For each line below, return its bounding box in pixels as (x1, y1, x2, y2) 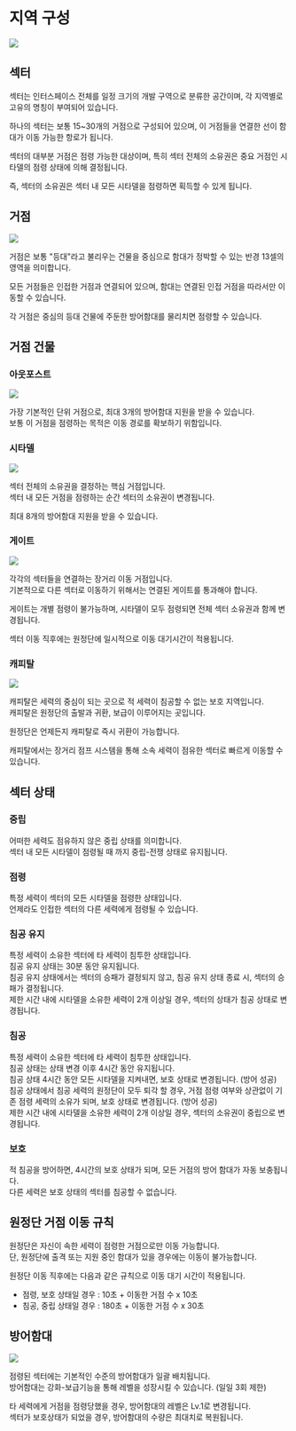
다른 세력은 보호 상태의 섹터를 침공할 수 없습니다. (9, 1187, 177, 1198)
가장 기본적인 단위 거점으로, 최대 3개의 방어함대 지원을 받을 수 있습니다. (9, 407, 255, 417)
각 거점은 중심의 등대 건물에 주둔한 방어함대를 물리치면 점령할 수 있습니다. (9, 311, 262, 321)
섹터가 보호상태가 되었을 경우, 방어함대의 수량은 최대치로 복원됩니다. (9, 1411, 244, 1422)
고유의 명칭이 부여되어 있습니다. (9, 101, 119, 112)
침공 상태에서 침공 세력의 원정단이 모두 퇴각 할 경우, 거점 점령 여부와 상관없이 (9, 1085, 274, 1095)
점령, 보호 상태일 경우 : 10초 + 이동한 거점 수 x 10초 (21, 1289, 199, 1300)
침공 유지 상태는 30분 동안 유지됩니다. (9, 961, 140, 972)
